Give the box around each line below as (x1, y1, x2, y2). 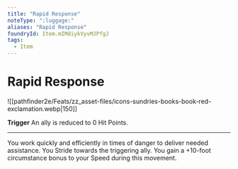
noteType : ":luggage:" (7, 17, 74, 24)
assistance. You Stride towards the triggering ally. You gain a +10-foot (7, 146, 211, 154)
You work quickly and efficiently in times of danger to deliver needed (7, 139, 209, 147)
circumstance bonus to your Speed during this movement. (7, 153, 177, 162)
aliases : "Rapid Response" (7, 23, 87, 30)
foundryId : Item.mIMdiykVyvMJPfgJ (7, 30, 110, 37)
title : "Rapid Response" (7, 10, 81, 18)
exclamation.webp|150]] (7, 104, 78, 113)
